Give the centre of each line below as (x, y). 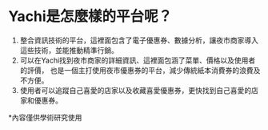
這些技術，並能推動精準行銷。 (69, 50)
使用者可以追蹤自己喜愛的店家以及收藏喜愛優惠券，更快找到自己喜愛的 (136, 90)
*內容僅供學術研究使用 (45, 117)
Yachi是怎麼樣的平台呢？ (90, 16)
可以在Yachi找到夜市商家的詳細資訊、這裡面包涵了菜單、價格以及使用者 (138, 60)
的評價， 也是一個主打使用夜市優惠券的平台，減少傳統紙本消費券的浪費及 (140, 70)
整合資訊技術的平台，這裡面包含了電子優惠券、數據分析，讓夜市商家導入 (139, 40)
